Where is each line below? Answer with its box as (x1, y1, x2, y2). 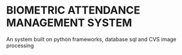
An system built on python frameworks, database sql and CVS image (6, 35, 177, 43)
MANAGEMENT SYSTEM (6, 16, 132, 30)
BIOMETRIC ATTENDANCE (6, 4, 141, 17)
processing (6, 42, 34, 49)
